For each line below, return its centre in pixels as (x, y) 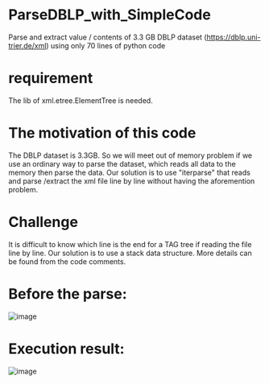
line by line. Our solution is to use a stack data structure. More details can (130, 253)
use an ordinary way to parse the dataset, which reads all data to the (122, 163)
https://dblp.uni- (234, 37)
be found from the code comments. (67, 261)
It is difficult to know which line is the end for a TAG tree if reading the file (130, 244)
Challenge (43, 222)
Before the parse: (68, 293)
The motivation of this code (102, 133)
